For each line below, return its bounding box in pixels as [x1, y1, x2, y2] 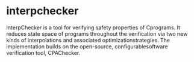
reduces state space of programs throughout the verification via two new [6, 30, 188, 37]
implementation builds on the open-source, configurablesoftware [6, 43, 168, 50]
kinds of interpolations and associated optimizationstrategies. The [6, 36, 171, 44]
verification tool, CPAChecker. [6, 49, 81, 56]
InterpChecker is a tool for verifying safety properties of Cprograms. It [6, 24, 181, 31]
